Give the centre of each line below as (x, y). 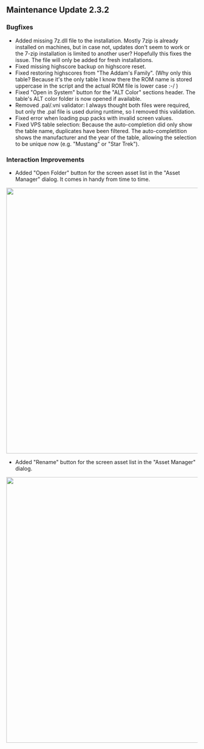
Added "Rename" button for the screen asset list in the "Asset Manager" (105, 462)
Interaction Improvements (46, 159)
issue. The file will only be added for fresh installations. (84, 60)
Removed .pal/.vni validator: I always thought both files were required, (102, 105)
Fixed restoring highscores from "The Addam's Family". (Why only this (103, 73)
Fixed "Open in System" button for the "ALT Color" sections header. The (105, 92)
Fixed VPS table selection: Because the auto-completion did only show (104, 125)
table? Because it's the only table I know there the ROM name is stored (104, 79)
